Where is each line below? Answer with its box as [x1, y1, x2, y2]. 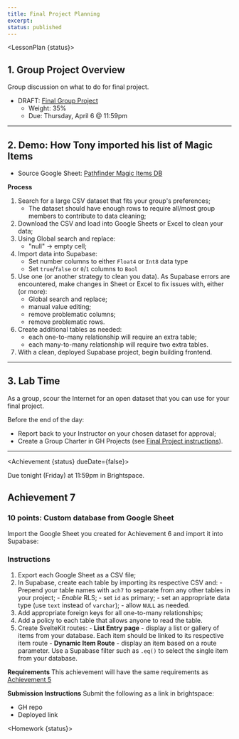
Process [7, 183, 33, 191]
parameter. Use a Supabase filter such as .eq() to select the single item [17, 646, 229, 655]
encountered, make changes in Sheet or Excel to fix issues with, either [17, 280, 224, 288]
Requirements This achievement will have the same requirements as [7, 667, 208, 676]
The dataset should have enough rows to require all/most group [28, 204, 216, 212]
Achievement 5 [7, 675, 52, 683]
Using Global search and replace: [17, 234, 116, 243]
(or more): [17, 288, 48, 295]
